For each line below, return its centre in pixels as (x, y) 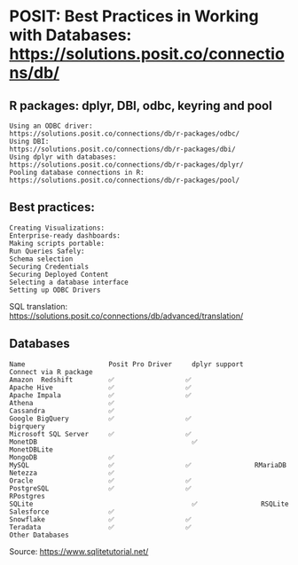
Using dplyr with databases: (63, 157)
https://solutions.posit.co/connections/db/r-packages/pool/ (125, 180)
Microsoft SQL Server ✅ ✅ (100, 434)
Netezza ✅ (62, 473)
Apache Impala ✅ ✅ (100, 395)
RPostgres (27, 496)
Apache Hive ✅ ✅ (100, 388)
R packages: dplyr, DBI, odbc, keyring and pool (141, 105)
